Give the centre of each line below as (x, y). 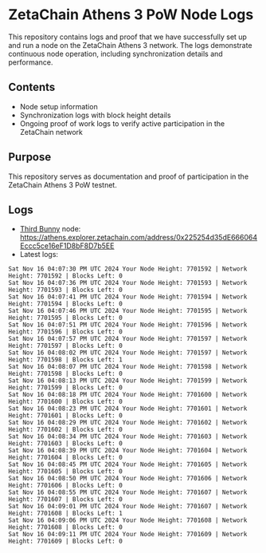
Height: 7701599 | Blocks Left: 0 (66, 388)
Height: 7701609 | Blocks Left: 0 (66, 541)
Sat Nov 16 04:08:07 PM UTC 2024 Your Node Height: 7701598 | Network (128, 367)
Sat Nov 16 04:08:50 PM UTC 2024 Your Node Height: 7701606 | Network (128, 479)
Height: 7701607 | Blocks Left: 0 (66, 500)
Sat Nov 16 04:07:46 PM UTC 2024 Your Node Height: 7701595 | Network (128, 311)
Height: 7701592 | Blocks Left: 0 (66, 276)
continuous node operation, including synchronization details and (115, 53)
